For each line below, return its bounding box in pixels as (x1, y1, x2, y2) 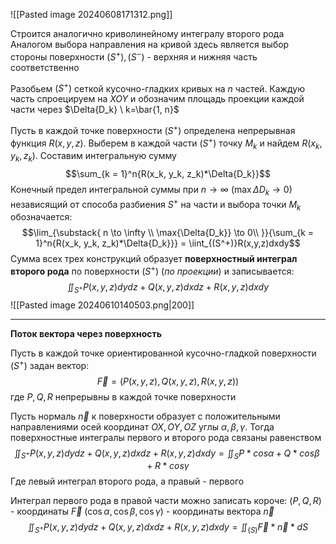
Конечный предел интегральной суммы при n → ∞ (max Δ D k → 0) (10, 184, 293, 198)
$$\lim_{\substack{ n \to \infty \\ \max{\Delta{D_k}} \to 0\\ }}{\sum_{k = (21, 227, 315, 239)
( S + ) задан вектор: (10, 357, 90, 371)
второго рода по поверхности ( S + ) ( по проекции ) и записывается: (10, 264, 295, 278)
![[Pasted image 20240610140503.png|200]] (10, 299, 195, 311)
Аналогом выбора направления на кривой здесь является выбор (10, 39, 290, 50)
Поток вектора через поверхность (10, 327, 163, 339)
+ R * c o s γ (146, 460, 190, 472)
